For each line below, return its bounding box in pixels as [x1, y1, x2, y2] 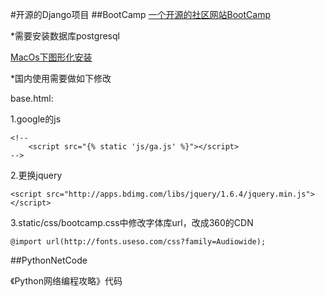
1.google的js [10, 113, 62, 125]
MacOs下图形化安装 [10, 51, 93, 63]
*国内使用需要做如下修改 [10, 73, 112, 84]
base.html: [10, 93, 54, 104]
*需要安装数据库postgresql [10, 30, 120, 42]
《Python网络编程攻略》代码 [10, 275, 123, 287]
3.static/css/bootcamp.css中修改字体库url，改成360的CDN [10, 217, 254, 228]
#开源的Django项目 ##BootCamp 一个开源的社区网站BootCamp [10, 9, 271, 20]
